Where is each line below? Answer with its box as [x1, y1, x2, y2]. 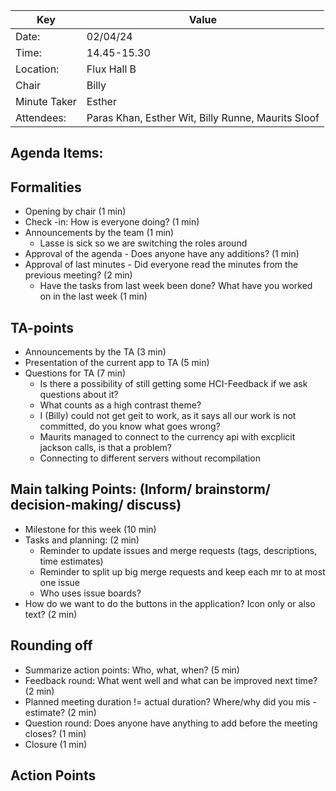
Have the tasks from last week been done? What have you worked [39, 280, 313, 292]
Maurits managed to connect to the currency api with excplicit [39, 431, 296, 443]
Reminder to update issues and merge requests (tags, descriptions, [39, 544, 318, 556]
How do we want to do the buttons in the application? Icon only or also [24, 597, 316, 609]
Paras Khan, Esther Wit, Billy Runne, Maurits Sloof [86, 111, 320, 124]
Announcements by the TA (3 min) [24, 346, 167, 358]
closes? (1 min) [24, 727, 87, 739]
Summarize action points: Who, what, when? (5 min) [24, 664, 240, 676]
